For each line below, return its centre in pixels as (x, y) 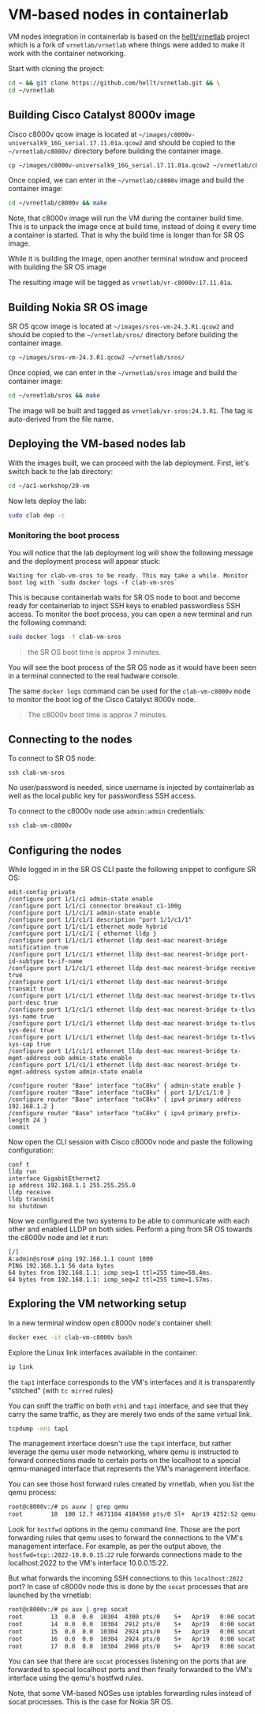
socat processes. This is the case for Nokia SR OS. (91, 1702)
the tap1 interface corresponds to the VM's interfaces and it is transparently (132, 1382)
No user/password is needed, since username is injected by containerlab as (131, 787)
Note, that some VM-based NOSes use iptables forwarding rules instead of (130, 1693)
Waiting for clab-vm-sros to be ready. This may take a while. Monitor (128, 575)
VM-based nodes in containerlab (118, 15)
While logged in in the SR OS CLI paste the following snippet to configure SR (132, 870)
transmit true (32, 989)
